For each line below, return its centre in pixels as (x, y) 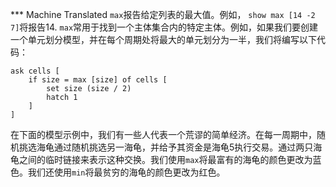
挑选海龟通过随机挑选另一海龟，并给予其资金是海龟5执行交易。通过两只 (166, 147)
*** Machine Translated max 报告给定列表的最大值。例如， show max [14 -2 (163, 14)
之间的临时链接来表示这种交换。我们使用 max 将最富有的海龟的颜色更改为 (165, 159)
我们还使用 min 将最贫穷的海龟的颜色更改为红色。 (126, 172)
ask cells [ (35, 71)
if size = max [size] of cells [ (98, 80)
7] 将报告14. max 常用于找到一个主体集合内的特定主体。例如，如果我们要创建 (164, 27)
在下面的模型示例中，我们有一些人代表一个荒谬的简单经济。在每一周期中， (163, 134)
